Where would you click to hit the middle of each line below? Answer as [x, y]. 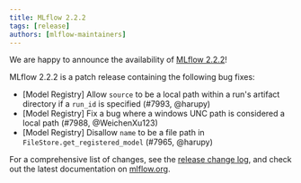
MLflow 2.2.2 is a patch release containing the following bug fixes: [132, 77]
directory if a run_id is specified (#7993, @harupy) [116, 104]
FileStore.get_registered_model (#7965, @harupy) [118, 142]
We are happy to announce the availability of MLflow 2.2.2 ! [118, 60]
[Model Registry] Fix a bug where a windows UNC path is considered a [154, 114]
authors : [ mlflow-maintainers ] [68, 34]
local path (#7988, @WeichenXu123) [90, 123]
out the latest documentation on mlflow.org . [90, 169]
